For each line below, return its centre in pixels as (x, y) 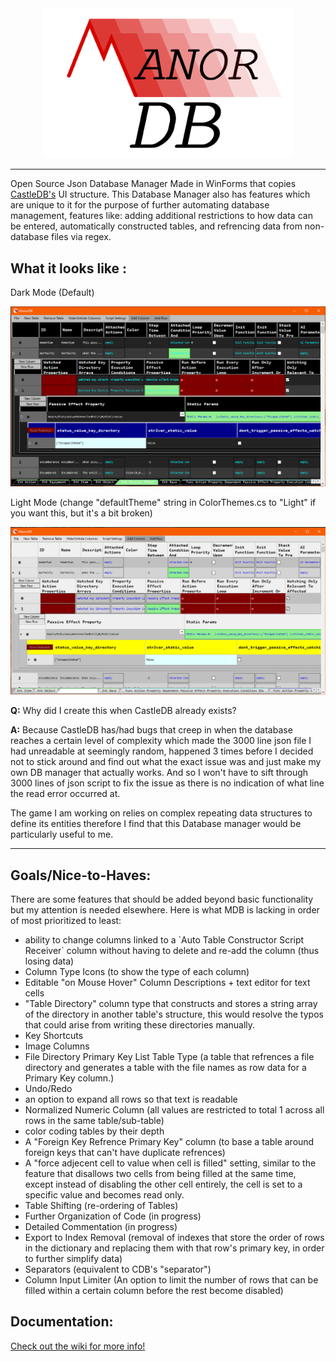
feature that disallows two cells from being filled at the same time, (160, 1173)
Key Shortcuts (54, 1035)
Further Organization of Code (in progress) (113, 1216)
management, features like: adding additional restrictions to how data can (161, 216)
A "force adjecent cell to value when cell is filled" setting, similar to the (170, 1163)
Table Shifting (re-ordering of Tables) (101, 1205)
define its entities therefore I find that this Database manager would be (156, 824)
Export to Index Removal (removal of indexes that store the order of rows (174, 1237)
